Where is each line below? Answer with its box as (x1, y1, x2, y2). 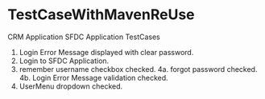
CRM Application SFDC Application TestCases (7, 32, 160, 42)
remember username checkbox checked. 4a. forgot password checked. (19, 64, 258, 73)
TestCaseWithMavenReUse (7, 6, 195, 24)
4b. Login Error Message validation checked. (19, 73, 168, 82)
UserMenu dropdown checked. (19, 81, 123, 91)
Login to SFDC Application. (19, 56, 110, 65)
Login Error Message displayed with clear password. (19, 47, 194, 57)
